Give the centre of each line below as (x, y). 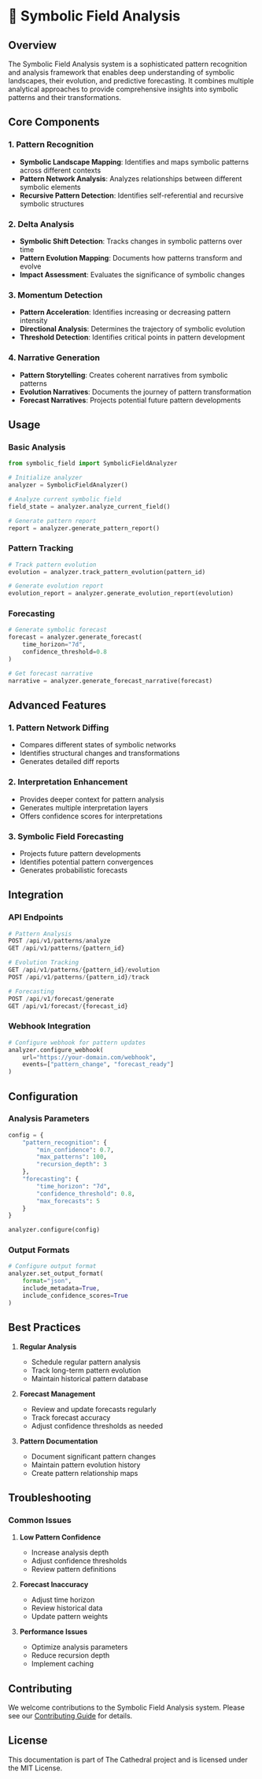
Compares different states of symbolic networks (98, 745)
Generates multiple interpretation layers (84, 807)
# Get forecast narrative (50, 673)
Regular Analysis (48, 1347)
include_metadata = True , (61, 1288)
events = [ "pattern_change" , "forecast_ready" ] (98, 1065)
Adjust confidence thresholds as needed (97, 1425)
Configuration (43, 1097)
